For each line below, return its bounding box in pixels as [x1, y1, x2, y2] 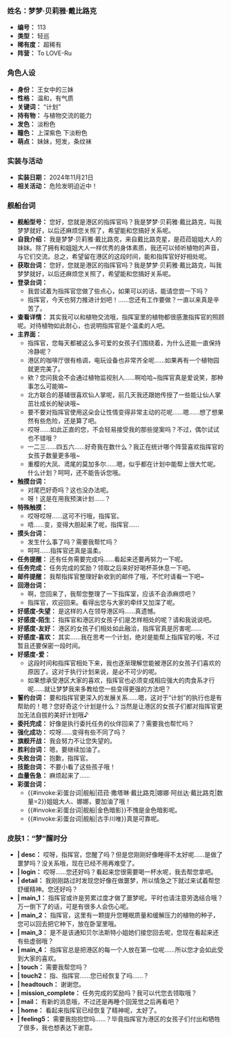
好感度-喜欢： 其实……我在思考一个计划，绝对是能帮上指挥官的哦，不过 [17, 633, 220, 641]
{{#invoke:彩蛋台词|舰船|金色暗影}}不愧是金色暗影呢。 [27, 806, 181, 814]
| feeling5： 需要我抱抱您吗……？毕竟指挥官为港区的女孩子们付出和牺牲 [17, 1015, 221, 1023]
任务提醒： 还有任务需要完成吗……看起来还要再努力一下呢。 [17, 555, 187, 563]
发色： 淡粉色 [17, 120, 56, 128]
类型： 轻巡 [17, 32, 50, 40]
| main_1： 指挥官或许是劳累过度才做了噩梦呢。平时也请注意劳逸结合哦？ [17, 894, 223, 902]
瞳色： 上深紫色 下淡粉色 [17, 128, 88, 136]
